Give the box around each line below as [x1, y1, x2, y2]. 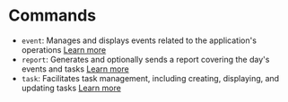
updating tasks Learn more [21, 82, 122, 93]
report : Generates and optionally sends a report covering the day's [21, 54, 270, 64]
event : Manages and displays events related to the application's [21, 35, 257, 46]
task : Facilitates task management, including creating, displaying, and [21, 72, 280, 83]
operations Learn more [21, 44, 107, 55]
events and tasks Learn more [21, 64, 129, 74]
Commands [8, 5, 97, 26]
